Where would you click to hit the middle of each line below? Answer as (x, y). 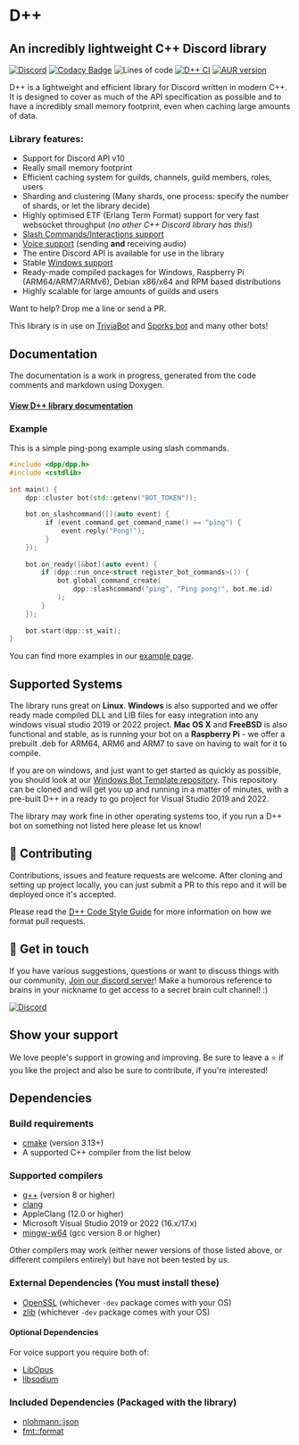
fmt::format (43, 1432)
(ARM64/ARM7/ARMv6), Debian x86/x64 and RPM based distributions (151, 281)
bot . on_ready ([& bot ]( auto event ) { (91, 564)
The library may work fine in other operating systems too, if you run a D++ (146, 816)
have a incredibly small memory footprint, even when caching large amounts (150, 106)
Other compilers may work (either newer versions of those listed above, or (146, 1250)
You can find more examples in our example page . (101, 656)
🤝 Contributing (51, 854)
